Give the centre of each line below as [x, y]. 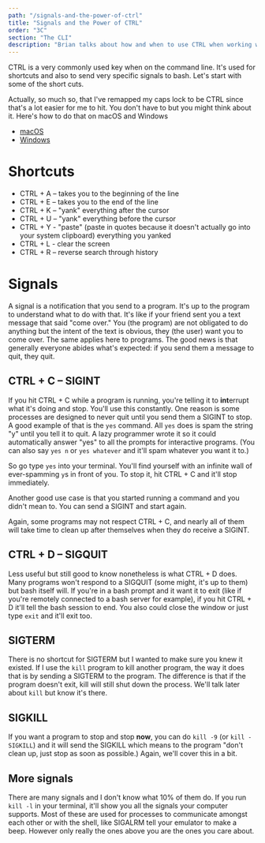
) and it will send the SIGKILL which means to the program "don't [138, 745]
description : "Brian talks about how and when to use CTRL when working [130, 45]
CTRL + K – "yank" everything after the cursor [94, 211]
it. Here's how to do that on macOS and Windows [88, 116]
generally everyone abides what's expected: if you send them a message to [131, 348]
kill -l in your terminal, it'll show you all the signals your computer [118, 806]
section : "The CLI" [40, 37]
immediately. [29, 482]
